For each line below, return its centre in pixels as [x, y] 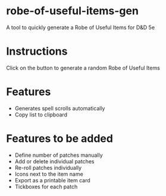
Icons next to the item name [49, 174]
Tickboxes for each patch [46, 186]
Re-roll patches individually [48, 167]
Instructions [37, 51]
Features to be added [59, 138]
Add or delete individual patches [54, 161]
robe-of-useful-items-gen [72, 11]
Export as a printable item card [52, 180]
